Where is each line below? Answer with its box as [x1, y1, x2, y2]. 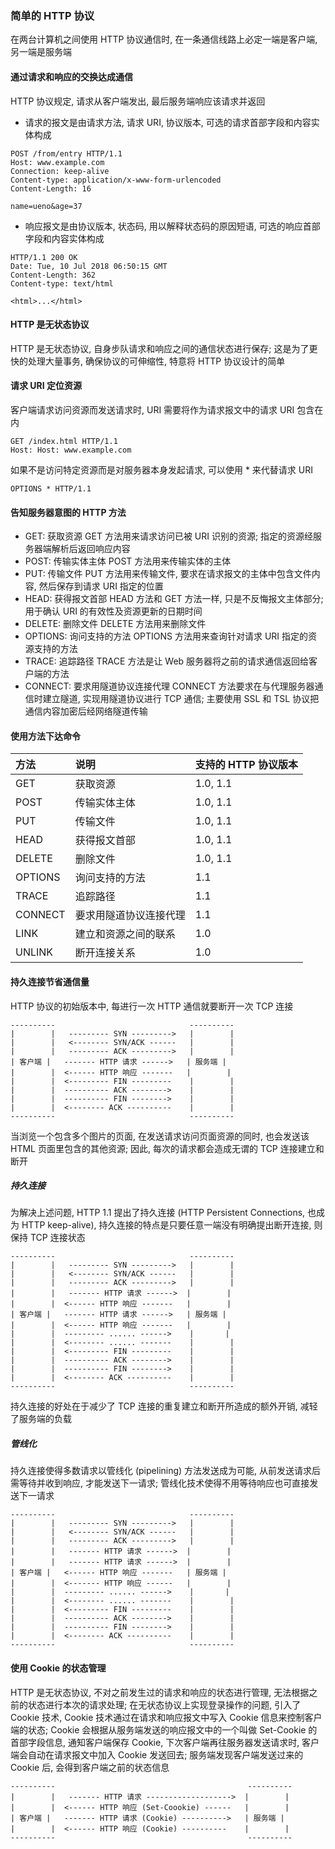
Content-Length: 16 [10, 183, 92, 194]
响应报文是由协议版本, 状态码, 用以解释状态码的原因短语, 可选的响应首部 [24, 220, 321, 232]
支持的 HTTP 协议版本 [194, 758, 298, 772]
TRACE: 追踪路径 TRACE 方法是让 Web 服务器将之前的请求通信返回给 [24, 655, 310, 667]
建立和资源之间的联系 [74, 927, 176, 941]
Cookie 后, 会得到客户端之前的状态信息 [10, 1761, 170, 1773]
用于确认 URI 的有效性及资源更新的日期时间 [24, 605, 203, 617]
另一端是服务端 [10, 46, 72, 58]
